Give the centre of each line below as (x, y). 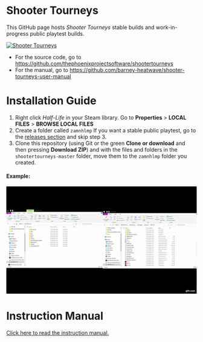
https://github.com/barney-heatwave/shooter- (127, 69)
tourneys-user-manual (43, 76)
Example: (18, 176)
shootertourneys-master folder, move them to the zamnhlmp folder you (101, 156)
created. (25, 162)
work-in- (167, 27)
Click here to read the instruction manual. (58, 332)
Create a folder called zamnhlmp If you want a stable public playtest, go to (105, 130)
